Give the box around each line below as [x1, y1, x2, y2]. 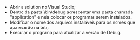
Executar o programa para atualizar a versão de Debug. [9, 30, 122, 35]
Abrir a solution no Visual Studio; [9, 4, 76, 10]
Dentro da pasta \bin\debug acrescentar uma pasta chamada [9, 9, 133, 15]
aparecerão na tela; [9, 25, 49, 30]
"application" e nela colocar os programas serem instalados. [9, 14, 132, 20]
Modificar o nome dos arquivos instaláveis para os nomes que [9, 19, 136, 25]
